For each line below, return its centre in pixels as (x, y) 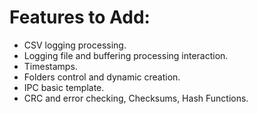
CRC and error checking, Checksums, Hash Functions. (136, 98)
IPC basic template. (64, 87)
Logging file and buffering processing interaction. (126, 55)
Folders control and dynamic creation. (102, 77)
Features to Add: (80, 17)
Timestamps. (50, 66)
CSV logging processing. (75, 45)
